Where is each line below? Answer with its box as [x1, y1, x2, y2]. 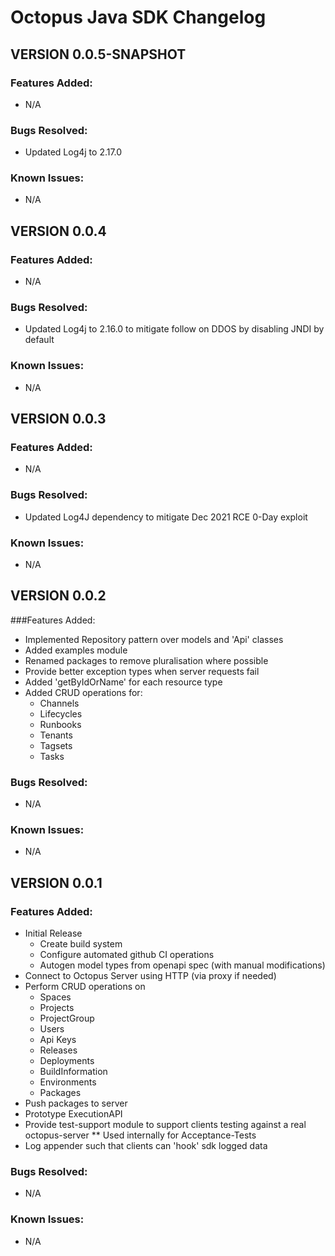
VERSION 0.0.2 [10, 587, 107, 605]
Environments [39, 1076, 97, 1088]
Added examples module [24, 644, 128, 656]
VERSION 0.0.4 [10, 222, 107, 240]
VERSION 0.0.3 [10, 411, 107, 428]
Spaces [39, 991, 72, 1003]
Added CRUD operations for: [24, 686, 143, 698]
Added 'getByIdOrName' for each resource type [24, 676, 223, 688]
